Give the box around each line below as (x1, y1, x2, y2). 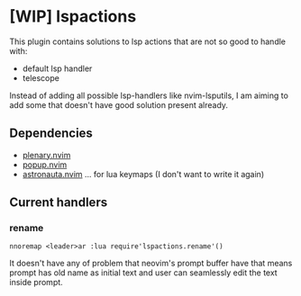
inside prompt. (9, 277, 63, 288)
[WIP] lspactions (9, 6, 137, 27)
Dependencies (9, 126, 93, 141)
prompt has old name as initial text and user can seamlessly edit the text (9, 267, 278, 278)
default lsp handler (22, 63, 93, 74)
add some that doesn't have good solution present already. (9, 99, 228, 110)
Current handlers (9, 195, 108, 211)
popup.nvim (22, 159, 68, 170)
